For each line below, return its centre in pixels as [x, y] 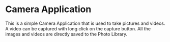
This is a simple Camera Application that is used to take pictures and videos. [85, 23]
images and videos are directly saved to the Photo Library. [66, 34]
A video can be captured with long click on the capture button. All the [78, 28]
